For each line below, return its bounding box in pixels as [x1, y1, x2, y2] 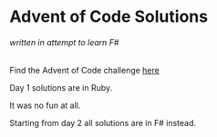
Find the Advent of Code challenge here [9, 65, 160, 76]
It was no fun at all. [9, 100, 81, 111]
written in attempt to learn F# [9, 36, 119, 47]
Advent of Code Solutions [9, 6, 208, 27]
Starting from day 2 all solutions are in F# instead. [9, 118, 196, 129]
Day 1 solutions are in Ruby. [9, 83, 113, 93]
